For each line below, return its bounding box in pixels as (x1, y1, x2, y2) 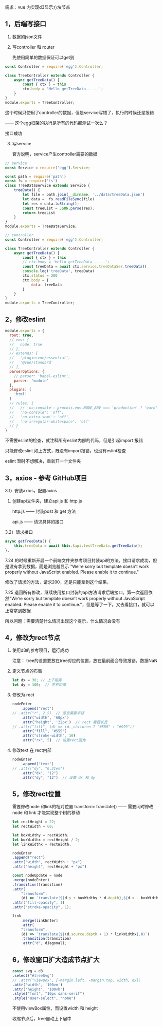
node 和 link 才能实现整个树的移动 (12, 810, 80, 815)
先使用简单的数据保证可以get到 (12, 54, 74, 60)
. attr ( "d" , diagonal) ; (21, 941, 67, 946)
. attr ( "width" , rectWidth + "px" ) (12, 860, 82, 865)
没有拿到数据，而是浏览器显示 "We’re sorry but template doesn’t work (9, 563, 149, 569)
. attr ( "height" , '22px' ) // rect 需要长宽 (21, 719, 108, 725)
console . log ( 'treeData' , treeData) (22, 269, 95, 274)
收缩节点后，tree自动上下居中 (12, 1016, 72, 1022)
